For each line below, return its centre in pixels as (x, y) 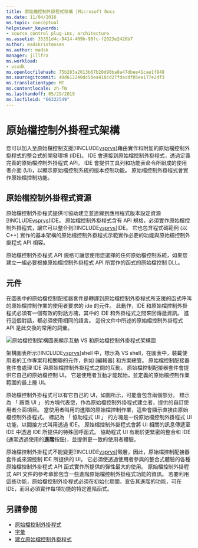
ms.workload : (22, 61)
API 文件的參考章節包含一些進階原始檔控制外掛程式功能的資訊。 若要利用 (101, 474)
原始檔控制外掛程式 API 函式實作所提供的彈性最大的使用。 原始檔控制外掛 (95, 467)
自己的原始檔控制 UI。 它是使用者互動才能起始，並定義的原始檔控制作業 (103, 375)
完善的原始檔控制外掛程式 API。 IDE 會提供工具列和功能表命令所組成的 (91, 162)
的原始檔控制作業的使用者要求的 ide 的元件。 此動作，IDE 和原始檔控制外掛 (97, 306)
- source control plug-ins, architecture (58, 34)
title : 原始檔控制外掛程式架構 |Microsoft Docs (61, 12)
